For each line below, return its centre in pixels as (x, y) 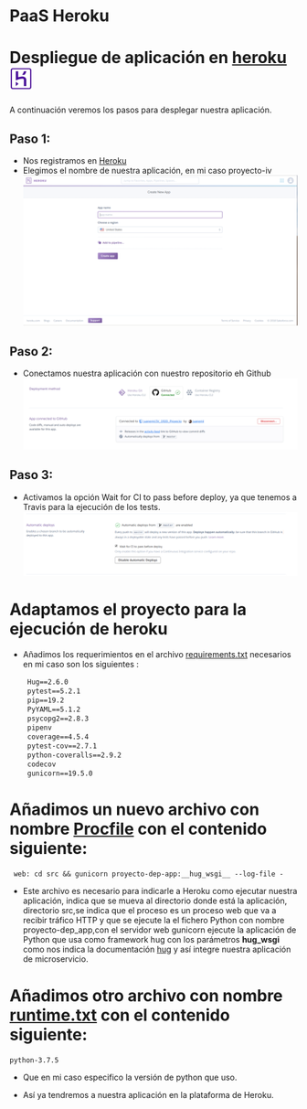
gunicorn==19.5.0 (60, 773)
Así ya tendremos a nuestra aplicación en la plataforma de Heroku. (148, 1094)
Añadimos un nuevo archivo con (135, 810)
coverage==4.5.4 (58, 737)
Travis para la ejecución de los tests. (92, 507)
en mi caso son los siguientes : (81, 664)
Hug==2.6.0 (48, 682)
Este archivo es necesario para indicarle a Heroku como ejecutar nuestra (160, 890)
